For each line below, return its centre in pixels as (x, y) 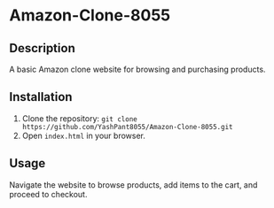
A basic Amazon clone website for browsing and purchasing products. (137, 69)
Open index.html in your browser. (84, 135)
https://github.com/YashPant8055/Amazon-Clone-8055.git (127, 127)
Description (42, 48)
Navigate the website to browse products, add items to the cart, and (133, 185)
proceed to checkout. (48, 194)
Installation (41, 97)
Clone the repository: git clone (79, 118)
